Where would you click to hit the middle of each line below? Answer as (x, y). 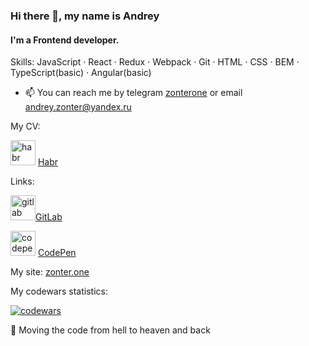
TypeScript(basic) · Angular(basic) (81, 73)
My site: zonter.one (50, 272)
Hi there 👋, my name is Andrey (85, 16)
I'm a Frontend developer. (65, 40)
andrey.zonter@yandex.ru (78, 107)
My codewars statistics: (59, 291)
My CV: (25, 126)
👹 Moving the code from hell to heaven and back (110, 330)
